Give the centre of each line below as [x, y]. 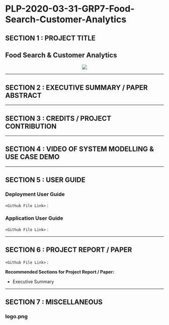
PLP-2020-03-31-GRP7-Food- [70, 9]
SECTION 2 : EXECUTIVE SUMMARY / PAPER [76, 87]
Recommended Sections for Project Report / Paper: [60, 272]
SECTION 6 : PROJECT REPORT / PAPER [69, 250]
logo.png [17, 316]
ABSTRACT [23, 95]
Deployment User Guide [35, 194]
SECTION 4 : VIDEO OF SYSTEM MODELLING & [80, 149]
